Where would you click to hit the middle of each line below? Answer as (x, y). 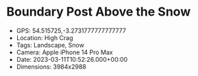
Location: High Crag (45, 37)
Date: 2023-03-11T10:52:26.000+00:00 (72, 59)
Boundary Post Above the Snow (99, 12)
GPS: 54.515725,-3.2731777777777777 (71, 31)
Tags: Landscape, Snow (50, 45)
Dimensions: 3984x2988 (51, 66)
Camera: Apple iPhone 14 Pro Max (65, 52)
